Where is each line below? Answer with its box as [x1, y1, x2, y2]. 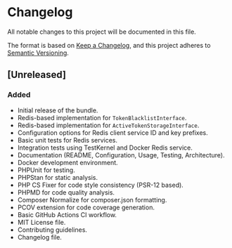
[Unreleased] [7, 69, 67, 81]
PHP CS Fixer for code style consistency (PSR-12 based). [17, 181, 184, 189]
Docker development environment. [17, 158, 118, 167]
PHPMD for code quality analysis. [17, 188, 115, 197]
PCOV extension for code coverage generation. [17, 203, 155, 211]
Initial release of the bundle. [17, 106, 98, 115]
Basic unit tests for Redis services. [17, 136, 118, 144]
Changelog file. [17, 233, 62, 241]
